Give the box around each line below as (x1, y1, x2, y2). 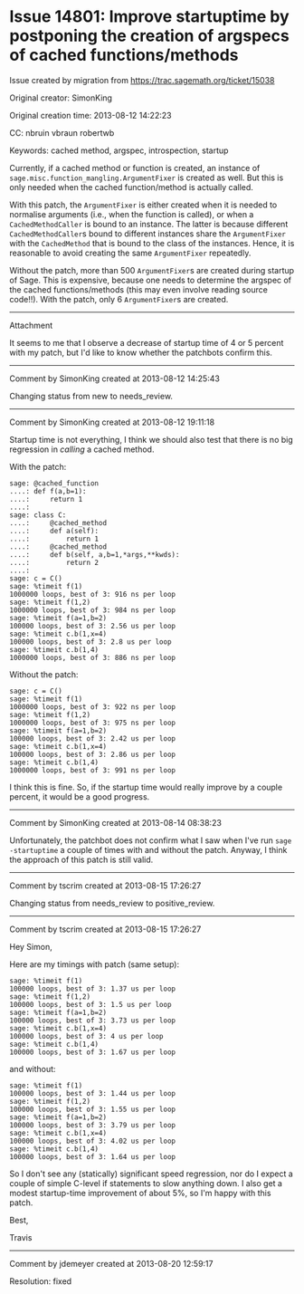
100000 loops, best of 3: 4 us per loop (9, 1031, 165, 1040)
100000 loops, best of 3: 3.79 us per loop (9, 1120, 176, 1129)
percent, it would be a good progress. (9, 791, 150, 802)
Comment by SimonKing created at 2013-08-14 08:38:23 (9, 817, 222, 828)
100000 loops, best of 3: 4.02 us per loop (9, 1136, 176, 1145)
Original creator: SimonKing (9, 92, 113, 103)
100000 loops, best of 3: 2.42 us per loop (9, 733, 176, 743)
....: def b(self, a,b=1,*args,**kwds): (9, 550, 180, 559)
